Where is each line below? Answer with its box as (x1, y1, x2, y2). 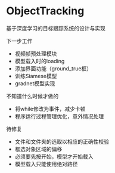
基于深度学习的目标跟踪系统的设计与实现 (6, 24, 105, 32)
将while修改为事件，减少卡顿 (14, 105, 86, 112)
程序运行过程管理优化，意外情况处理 (14, 112, 104, 120)
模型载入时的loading (14, 57, 65, 64)
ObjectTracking (6, 4, 85, 18)
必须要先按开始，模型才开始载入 (14, 153, 94, 160)
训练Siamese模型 (14, 72, 58, 79)
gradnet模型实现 (14, 79, 55, 87)
